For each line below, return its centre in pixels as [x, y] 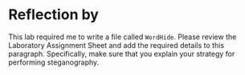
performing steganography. [54, 62]
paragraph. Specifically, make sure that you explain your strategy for [122, 53]
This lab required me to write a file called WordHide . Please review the [122, 37]
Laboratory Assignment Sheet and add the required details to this [116, 45]
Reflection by [53, 15]
